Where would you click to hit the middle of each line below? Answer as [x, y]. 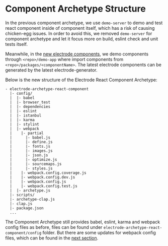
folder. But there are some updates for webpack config [99, 232]
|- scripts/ [22, 195]
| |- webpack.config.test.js [44, 186]
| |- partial [27, 133]
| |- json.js [29, 155]
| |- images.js [31, 151]
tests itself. [16, 44]
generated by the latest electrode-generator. [51, 70]
